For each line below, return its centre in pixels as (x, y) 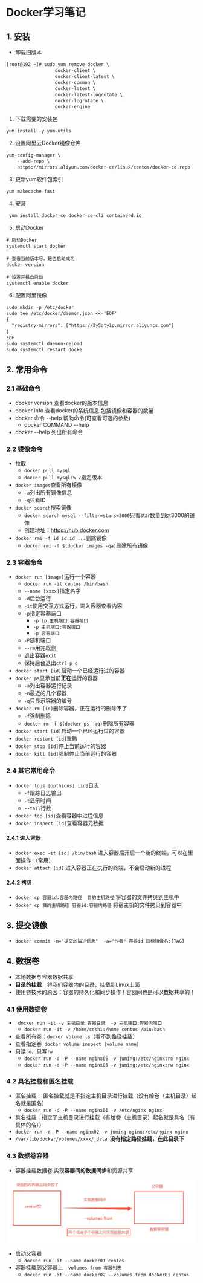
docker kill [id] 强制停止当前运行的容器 (66, 754)
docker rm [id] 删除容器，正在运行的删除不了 (71, 709)
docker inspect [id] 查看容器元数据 (59, 823)
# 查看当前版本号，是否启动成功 (40, 259)
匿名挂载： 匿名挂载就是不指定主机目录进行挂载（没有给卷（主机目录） (103, 1096)
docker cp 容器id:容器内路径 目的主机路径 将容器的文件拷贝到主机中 (97, 897)
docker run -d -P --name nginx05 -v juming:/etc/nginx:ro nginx (107, 1059)
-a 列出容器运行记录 (48, 686)
